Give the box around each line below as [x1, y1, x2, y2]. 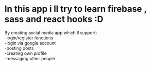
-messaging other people [4, 55, 55, 61]
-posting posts [4, 45, 34, 51]
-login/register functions [4, 35, 53, 41]
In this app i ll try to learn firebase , [4, 3, 147, 15]
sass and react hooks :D [4, 14, 104, 25]
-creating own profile [4, 50, 47, 56]
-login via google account [4, 40, 56, 46]
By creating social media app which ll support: [4, 30, 97, 35]
